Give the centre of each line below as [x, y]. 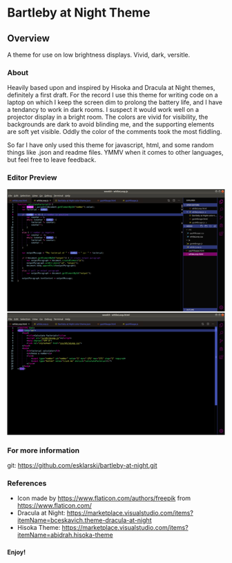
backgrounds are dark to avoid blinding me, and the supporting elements [111, 124]
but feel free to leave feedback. [52, 160]
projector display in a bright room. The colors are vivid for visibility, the [108, 117]
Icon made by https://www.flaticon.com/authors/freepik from [104, 498]
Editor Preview [32, 178]
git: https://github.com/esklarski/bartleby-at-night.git [82, 465]
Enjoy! [17, 552]
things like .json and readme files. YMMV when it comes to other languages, [115, 153]
